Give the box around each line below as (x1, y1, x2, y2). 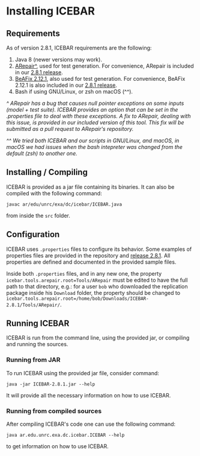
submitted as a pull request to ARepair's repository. (6, 125, 134, 132)
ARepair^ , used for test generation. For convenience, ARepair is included (14, 62, 194, 69)
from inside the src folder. (6, 212, 71, 219)
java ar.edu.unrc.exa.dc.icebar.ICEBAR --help (6, 432, 125, 439)
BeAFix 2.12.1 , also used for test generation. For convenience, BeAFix (14, 75, 186, 82)
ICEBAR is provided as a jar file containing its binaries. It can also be (6, 183, 175, 191)
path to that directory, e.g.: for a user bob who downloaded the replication (6, 282, 188, 290)
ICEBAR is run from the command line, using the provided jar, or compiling (6, 334, 190, 341)
